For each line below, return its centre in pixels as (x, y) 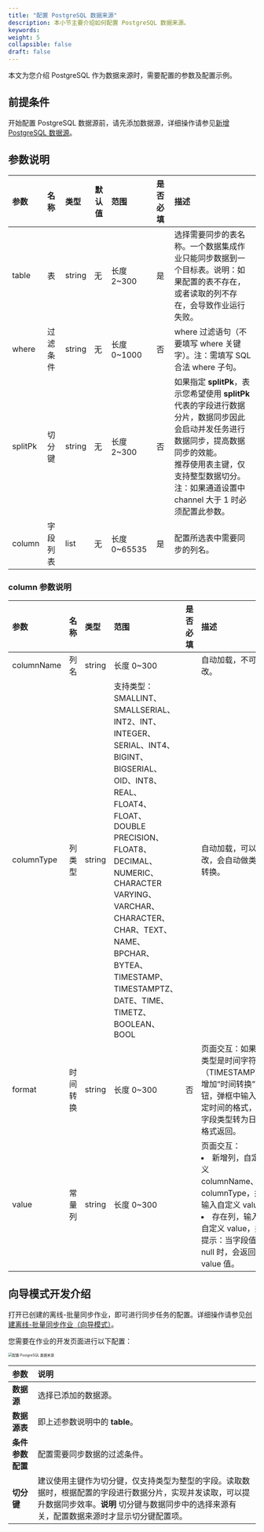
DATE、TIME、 (141, 1000)
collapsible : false (40, 45)
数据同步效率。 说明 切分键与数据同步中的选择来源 (137, 1504)
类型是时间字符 (229, 1060)
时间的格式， (233, 1107)
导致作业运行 (222, 305)
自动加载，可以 (229, 848)
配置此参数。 (206, 511)
